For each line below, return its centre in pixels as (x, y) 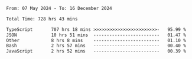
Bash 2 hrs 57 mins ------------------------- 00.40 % (96, 46)
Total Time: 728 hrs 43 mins (42, 19)
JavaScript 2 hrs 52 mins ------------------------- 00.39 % (96, 51)
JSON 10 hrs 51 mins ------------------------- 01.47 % (96, 35)
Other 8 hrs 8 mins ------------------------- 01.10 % (96, 40)
